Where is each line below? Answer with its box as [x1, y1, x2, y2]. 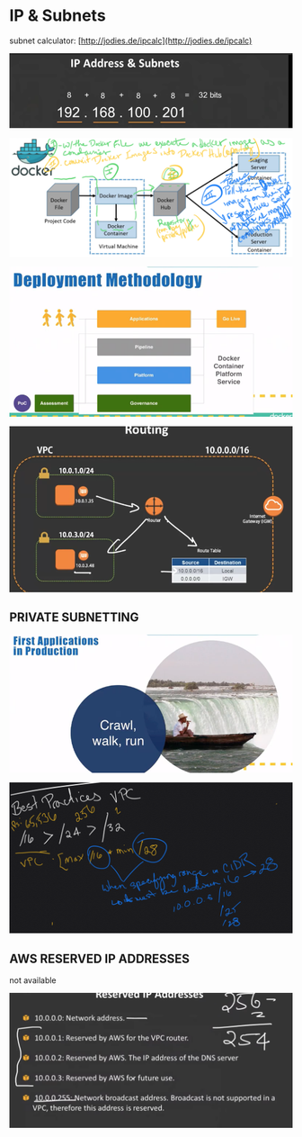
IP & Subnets [9, 5, 106, 26]
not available [9, 975, 57, 986]
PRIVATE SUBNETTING [9, 609, 139, 626]
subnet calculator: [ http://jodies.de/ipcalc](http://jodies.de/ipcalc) [9, 35, 253, 46]
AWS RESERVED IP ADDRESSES [9, 951, 191, 966]
